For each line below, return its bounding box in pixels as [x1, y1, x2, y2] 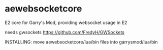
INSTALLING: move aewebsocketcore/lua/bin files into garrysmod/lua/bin [5, 38, 158, 45]
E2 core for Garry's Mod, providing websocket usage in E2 [5, 19, 127, 25]
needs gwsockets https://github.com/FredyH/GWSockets [5, 29, 125, 35]
